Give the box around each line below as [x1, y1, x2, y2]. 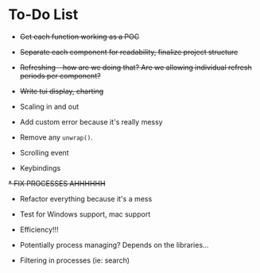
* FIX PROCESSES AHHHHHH [8, 179, 106, 188]
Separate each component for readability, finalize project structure [19, 47, 239, 56]
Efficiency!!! [19, 225, 59, 234]
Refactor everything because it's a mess [19, 194, 153, 203]
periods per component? [19, 71, 101, 80]
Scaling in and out [19, 102, 80, 111]
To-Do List [8, 6, 79, 24]
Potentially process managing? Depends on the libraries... [19, 240, 209, 249]
